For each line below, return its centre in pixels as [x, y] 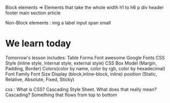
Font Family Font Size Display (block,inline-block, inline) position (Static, [81, 74]
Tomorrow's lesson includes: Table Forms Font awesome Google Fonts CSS [85, 57]
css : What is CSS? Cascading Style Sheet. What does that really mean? [81, 89]
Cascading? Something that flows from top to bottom [61, 95]
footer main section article [33, 13]
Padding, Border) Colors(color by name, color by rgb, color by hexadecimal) [85, 68]
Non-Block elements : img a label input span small [58, 23]
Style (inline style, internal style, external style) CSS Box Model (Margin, [81, 63]
